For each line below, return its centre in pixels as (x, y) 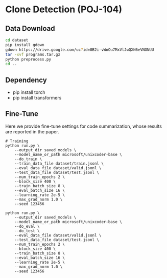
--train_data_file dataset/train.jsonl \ (59, 163)
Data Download (30, 28)
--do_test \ (27, 231)
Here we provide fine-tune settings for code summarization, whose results (84, 126)
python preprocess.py (28, 59)
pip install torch (29, 92)
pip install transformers (37, 98)
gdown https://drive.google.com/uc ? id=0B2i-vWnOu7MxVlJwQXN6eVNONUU (80, 50)
